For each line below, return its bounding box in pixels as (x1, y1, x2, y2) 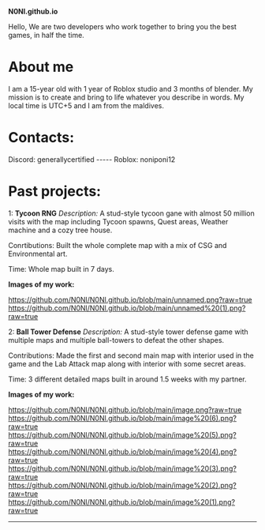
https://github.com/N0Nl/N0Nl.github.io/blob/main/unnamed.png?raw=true (8, 295, 252, 304)
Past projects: (8, 182, 101, 201)
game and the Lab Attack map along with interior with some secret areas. (8, 359, 246, 368)
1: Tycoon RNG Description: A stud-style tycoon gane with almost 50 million (8, 209, 255, 218)
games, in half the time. (8, 31, 84, 39)
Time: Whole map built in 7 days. (8, 264, 114, 273)
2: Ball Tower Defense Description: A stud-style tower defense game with (8, 327, 248, 336)
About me (8, 58, 74, 76)
